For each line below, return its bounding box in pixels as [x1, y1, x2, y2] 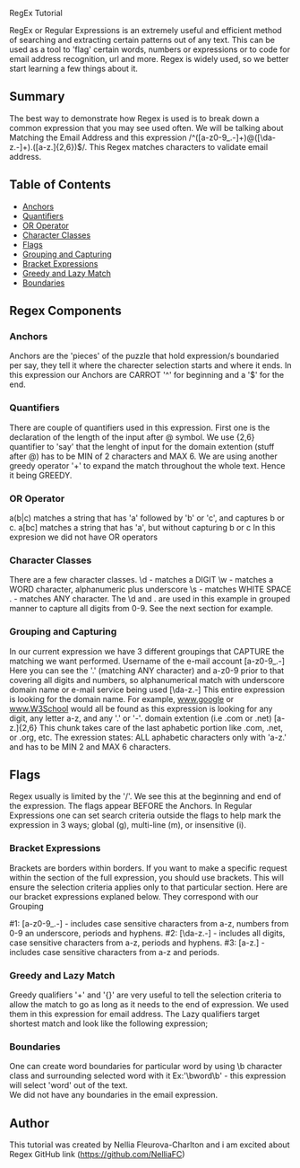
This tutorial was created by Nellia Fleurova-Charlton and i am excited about [9, 1139, 290, 1150]
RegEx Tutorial [9, 8, 63, 18]
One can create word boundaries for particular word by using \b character [9, 1061, 283, 1072]
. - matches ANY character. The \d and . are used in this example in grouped [9, 593, 291, 604]
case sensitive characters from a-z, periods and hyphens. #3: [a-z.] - [9, 937, 266, 948]
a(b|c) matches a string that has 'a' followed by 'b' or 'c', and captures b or [9, 512, 285, 523]
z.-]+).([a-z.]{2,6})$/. [9, 141, 88, 152]
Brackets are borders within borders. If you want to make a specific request [9, 862, 288, 874]
